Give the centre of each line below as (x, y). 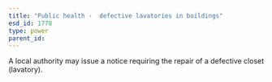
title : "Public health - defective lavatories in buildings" (116, 16)
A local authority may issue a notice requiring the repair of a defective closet (136, 61)
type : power (28, 31)
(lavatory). (26, 70)
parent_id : (27, 38)
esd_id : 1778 (30, 23)
